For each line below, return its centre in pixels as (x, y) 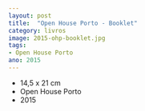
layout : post (30, 16)
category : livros (37, 30)
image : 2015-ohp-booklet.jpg (57, 38)
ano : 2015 (25, 61)
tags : (17, 46)
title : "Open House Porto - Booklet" (73, 23)
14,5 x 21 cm (40, 83)
